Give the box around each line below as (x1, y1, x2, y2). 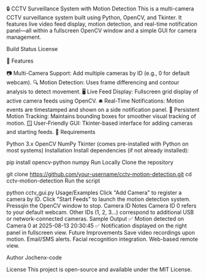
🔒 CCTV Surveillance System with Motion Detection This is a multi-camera (6, 5, 194, 12)
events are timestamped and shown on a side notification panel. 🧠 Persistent (6, 106, 200, 113)
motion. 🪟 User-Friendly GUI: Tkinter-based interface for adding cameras (6, 119, 193, 127)
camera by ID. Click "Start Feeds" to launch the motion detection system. (6, 195, 191, 203)
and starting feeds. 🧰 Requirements (6, 128, 96, 135)
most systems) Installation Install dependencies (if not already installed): (6, 147, 189, 154)
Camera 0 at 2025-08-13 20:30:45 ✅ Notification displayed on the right (6, 222, 187, 229)
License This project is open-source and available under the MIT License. (6, 266, 192, 273)
